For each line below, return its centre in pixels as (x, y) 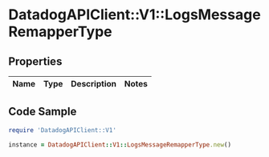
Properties (35, 61)
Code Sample (43, 112)
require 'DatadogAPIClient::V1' (62, 130)
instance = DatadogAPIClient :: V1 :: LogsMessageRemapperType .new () (120, 145)
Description (94, 84)
